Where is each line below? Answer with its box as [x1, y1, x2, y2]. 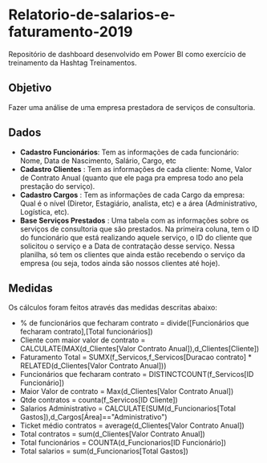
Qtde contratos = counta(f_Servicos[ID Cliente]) [19, 395, 178, 405]
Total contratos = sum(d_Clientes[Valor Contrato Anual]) [19, 429, 206, 439]
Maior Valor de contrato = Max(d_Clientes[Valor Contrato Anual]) [19, 387, 234, 396]
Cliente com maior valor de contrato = [19, 335, 146, 345]
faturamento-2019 [8, 23, 133, 41]
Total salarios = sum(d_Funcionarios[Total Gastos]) [19, 446, 188, 456]
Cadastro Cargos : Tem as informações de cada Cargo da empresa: [19, 190, 245, 199]
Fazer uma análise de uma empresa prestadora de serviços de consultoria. [8, 102, 256, 112]
